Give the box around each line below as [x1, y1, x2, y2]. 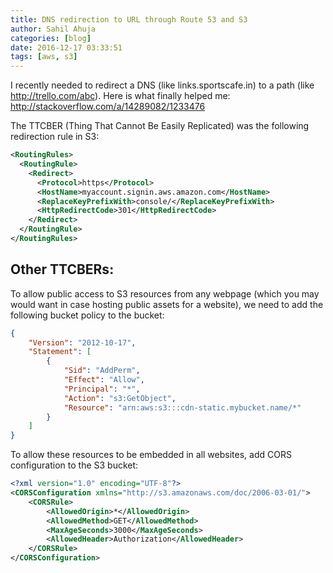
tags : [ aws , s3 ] [10, 52, 78, 62]
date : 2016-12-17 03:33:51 [10, 42, 123, 53]
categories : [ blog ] [10, 33, 92, 43]
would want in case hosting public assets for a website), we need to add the [10, 298, 324, 310]
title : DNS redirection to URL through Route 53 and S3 [10, 14, 248, 25]
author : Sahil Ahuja [10, 24, 97, 34]
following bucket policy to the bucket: [10, 309, 165, 321]
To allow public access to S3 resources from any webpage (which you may [10, 287, 320, 300]
